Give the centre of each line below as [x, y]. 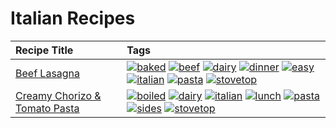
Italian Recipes [73, 18]
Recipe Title [44, 50]
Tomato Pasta [47, 108]
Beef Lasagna [48, 73]
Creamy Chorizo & [58, 95]
